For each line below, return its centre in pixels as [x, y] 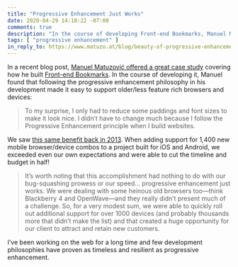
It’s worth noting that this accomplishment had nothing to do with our [125, 176]
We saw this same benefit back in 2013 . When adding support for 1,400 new [119, 140]
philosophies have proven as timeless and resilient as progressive [103, 250]
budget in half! [29, 162]
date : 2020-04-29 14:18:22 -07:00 [58, 21]
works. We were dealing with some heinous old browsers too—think [124, 191]
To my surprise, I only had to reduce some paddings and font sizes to [126, 111]
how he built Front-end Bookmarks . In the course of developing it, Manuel [115, 74]
